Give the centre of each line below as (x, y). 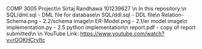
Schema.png (22, 21)
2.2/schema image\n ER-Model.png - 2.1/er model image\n (115, 21)
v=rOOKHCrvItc (26, 40)
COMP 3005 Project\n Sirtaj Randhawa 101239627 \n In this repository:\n (96, 9)
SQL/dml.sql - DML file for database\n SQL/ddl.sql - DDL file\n (83, 15)
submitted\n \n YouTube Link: (43, 34)
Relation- (173, 15)
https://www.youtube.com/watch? (122, 34)
